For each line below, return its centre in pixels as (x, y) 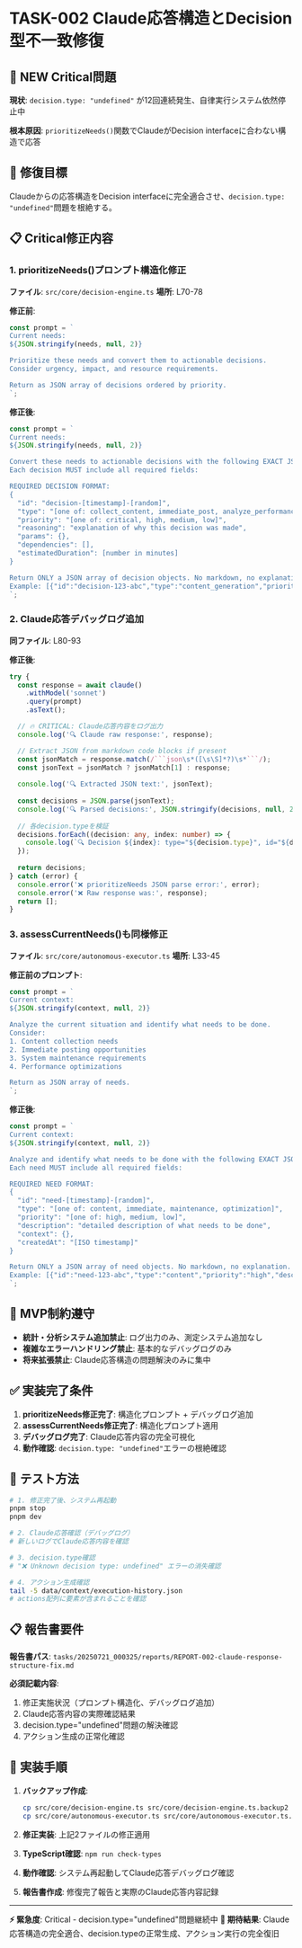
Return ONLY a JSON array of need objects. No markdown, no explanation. (151, 1267)
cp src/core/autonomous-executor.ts (91, 1816)
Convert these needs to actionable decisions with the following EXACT (146, 462)
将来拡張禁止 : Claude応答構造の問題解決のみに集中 (116, 1359)
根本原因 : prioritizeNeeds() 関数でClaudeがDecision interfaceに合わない (144, 130)
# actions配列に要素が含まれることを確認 (78, 1599)
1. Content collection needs (64, 1041)
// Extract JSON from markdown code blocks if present (122, 751)
